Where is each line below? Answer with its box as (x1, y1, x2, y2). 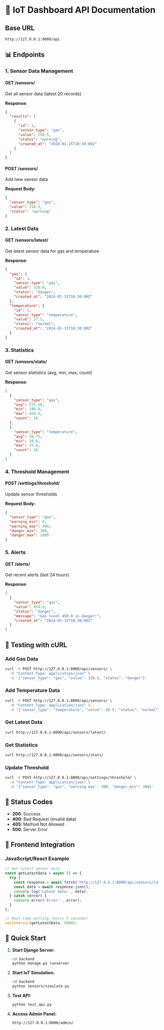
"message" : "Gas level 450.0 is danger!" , (14, 613, 102, 619)
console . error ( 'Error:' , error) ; (14, 898, 82, 903)
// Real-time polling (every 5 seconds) (5, 916, 89, 921)
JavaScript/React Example (5, 855, 69, 862)
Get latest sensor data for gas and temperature (5, 248, 100, 254)
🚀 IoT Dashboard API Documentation (5, 4, 156, 16)
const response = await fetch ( (14, 880, 78, 885)
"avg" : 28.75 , (14, 434, 42, 439)
